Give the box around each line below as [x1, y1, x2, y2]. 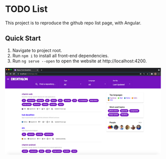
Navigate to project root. [12, 47, 62, 53]
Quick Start [5, 34, 41, 43]
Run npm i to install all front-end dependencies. [12, 53, 109, 58]
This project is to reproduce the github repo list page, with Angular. [5, 20, 142, 26]
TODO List [5, 3, 48, 15]
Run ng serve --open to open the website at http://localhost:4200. [12, 58, 147, 64]
